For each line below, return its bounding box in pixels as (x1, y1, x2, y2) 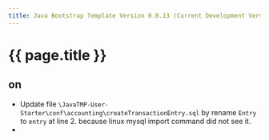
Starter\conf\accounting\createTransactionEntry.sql (19, 109, 200, 117)
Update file (19, 99, 57, 109)
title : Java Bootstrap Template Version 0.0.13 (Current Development (8, 11, 246, 20)
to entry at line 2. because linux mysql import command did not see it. (19, 116, 251, 126)
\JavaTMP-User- (58, 101, 110, 109)
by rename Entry (201, 107, 257, 117)
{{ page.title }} (8, 46, 107, 64)
